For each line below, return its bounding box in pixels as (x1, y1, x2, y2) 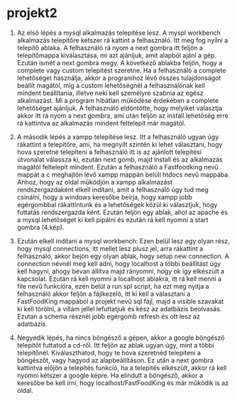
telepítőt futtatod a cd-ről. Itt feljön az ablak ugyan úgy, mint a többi (16, 340, 214, 349)
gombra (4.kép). (16, 223, 65, 231)
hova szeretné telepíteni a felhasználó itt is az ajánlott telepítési (16, 148, 202, 156)
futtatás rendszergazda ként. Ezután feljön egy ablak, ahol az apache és (16, 208, 228, 216)
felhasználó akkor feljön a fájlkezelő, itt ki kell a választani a (16, 289, 191, 298)
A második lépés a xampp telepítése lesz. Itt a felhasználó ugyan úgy (16, 133, 219, 141)
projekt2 (6, 5, 57, 21)
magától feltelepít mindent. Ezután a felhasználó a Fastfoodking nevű (16, 162, 219, 171)
